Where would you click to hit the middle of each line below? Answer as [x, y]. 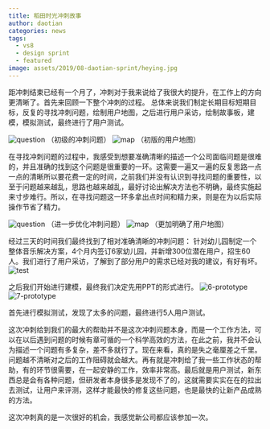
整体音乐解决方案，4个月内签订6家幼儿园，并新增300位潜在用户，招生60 [129, 251]
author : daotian [35, 23]
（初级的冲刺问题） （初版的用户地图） [124, 139]
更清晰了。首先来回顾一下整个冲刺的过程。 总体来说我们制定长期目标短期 [129, 102]
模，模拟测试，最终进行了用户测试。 [68, 122]
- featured [34, 61]
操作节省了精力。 [37, 207]
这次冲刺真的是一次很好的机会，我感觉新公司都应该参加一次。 [110, 417]
